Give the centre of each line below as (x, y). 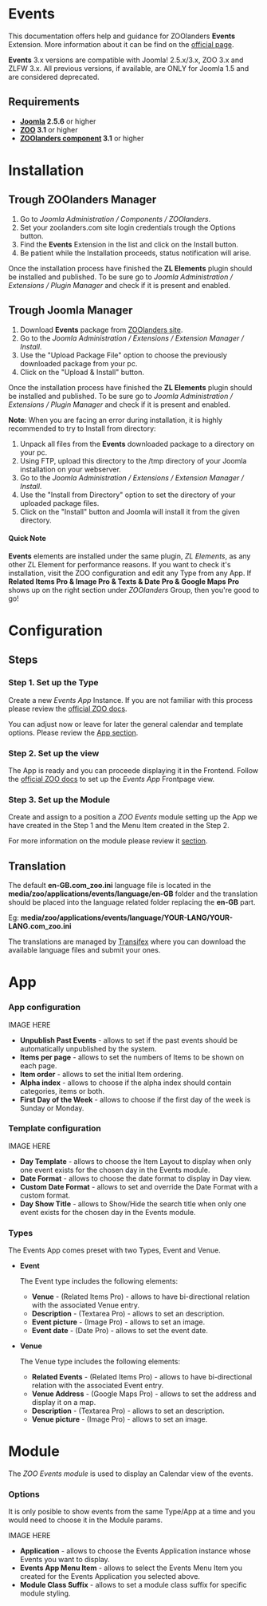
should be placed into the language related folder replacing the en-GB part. (132, 902)
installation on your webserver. (70, 469)
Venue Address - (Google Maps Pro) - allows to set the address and (144, 1394)
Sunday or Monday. (52, 1108)
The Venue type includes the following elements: (100, 1362)
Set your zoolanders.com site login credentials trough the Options (128, 227)
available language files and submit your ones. (84, 950)
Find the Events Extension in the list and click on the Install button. (129, 244)
